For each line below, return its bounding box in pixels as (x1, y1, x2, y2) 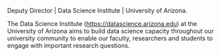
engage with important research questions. (7, 42, 130, 49)
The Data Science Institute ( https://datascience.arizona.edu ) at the (7, 20, 197, 27)
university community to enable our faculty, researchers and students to (7, 34, 213, 42)
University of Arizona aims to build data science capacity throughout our (7, 27, 214, 35)
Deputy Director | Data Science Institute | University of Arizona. (7, 7, 188, 14)
